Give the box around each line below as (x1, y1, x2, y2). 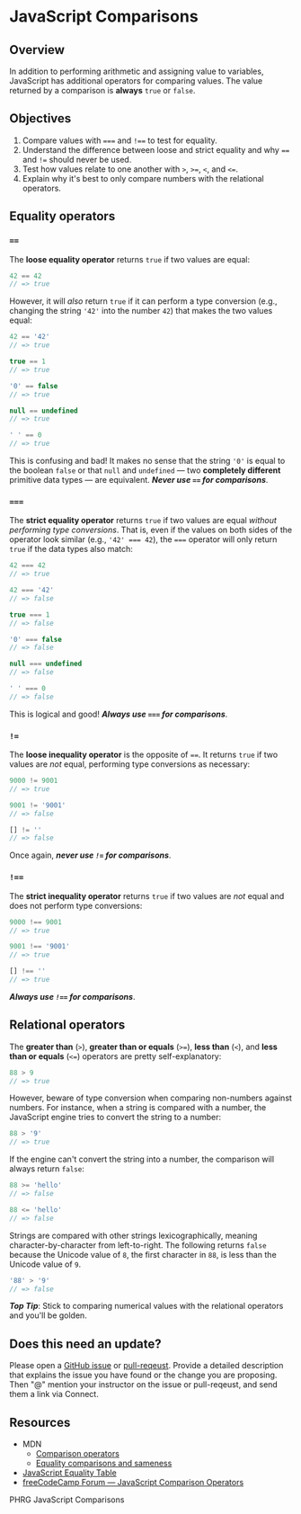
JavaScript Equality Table (22, 1467, 117, 1478)
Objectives (9, 111, 72, 127)
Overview (9, 42, 66, 58)
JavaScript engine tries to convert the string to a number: (9, 1112, 222, 1123)
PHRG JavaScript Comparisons (9, 1494, 125, 1505)
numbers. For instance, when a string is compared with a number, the (9, 1102, 267, 1113)
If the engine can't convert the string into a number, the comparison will (9, 1153, 275, 1165)
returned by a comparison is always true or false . (9, 85, 196, 95)
